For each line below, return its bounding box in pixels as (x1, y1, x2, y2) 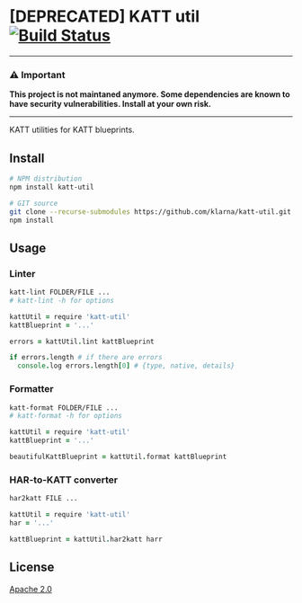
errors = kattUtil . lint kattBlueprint (9, 337, 155, 346)
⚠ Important (9, 68, 66, 81)
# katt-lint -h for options (9, 296, 115, 305)
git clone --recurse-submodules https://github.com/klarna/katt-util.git (9, 207, 292, 217)
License (9, 560, 55, 575)
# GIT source (9, 199, 58, 208)
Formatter (9, 383, 54, 395)
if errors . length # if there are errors (9, 353, 164, 362)
